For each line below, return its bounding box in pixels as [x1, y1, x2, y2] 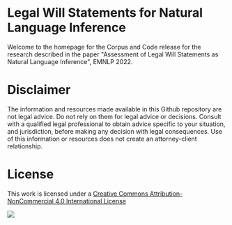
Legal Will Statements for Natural [7, 5, 203, 21]
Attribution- [149, 189, 183, 198]
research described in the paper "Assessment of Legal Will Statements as [7, 50, 219, 59]
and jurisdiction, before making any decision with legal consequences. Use [7, 127, 223, 135]
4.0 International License [55, 196, 127, 205]
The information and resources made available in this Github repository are [7, 104, 222, 113]
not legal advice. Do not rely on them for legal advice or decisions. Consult [7, 112, 222, 121]
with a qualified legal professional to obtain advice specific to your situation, [7, 120, 226, 128]
